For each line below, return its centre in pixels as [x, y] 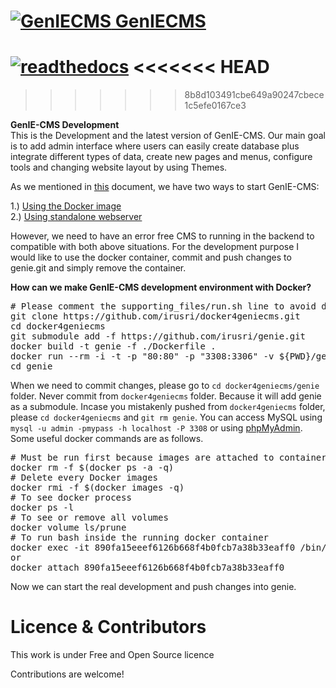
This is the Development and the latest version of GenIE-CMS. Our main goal [168, 136]
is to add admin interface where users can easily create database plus [155, 146]
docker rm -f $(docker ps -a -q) [92, 468]
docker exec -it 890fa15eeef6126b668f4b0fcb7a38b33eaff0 [153, 548]
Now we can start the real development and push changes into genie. [153, 587]
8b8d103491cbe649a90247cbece [254, 95]
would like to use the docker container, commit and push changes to [151, 257]
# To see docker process [71, 498]
